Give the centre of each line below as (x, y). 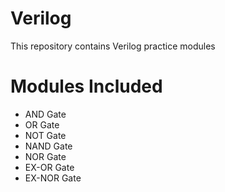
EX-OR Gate (49, 167)
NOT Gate (45, 135)
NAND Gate (48, 146)
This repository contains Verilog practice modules (113, 46)
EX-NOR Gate (53, 178)
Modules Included (86, 86)
